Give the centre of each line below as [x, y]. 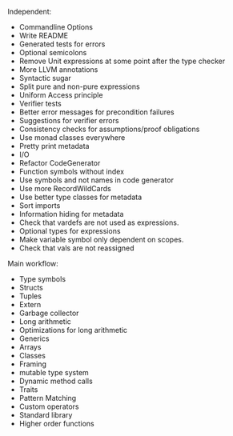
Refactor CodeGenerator [60, 163]
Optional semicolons [53, 52]
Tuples [30, 296]
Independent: [30, 12]
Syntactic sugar [45, 78]
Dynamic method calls [56, 381]
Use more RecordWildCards [65, 188]
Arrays [30, 347]
